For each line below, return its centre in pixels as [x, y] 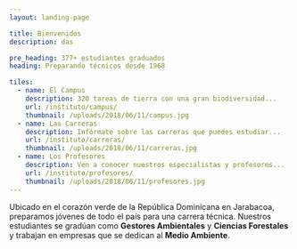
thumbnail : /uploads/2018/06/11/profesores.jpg [115, 181]
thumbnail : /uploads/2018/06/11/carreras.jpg [111, 149]
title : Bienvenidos [45, 33]
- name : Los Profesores [61, 157]
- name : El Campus [52, 91]
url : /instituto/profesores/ [79, 173]
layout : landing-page [49, 17]
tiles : [21, 82]
